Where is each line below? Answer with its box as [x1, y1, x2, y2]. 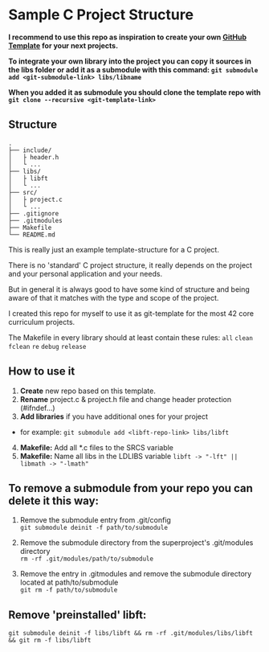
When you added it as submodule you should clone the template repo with [8, 87, 261, 97]
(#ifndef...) [19, 403, 55, 412]
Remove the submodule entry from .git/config [19, 515, 171, 525]
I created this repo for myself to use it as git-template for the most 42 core [8, 308, 255, 318]
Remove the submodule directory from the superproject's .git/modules [19, 538, 254, 547]
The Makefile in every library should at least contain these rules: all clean [8, 332, 253, 342]
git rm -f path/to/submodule [19, 586, 118, 594]
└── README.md [8, 231, 56, 239]
